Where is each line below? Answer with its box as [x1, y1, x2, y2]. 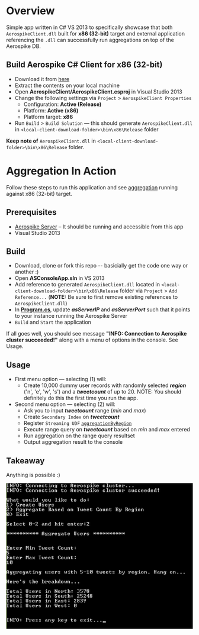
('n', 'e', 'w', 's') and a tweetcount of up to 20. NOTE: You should [23, 388, 182, 395]
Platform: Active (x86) [23, 107, 79, 114]
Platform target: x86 [23, 113, 73, 120]
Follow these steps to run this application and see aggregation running [6, 183, 178, 191]
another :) [14, 268, 39, 276]
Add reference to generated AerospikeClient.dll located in [14, 281, 160, 288]
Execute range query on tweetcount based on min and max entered [23, 426, 191, 433]
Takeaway [6, 456, 45, 466]
